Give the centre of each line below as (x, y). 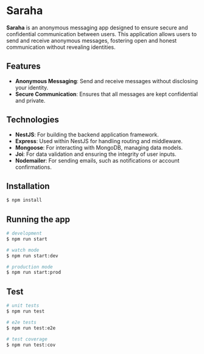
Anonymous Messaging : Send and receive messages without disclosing (106, 81)
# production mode (30, 267)
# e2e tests (21, 322)
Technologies (33, 120)
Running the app (38, 219)
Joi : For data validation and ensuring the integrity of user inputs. (96, 154)
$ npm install (24, 200)
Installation (28, 186)
